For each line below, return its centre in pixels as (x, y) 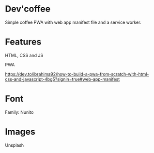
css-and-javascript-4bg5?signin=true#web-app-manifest (62, 79)
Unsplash (15, 145)
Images (20, 132)
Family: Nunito (19, 112)
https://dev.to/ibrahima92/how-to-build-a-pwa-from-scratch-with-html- (77, 74)
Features (23, 42)
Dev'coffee (28, 9)
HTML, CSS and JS (24, 55)
